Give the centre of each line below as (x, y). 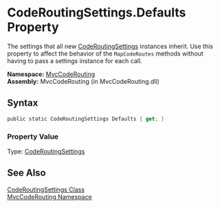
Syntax (23, 103)
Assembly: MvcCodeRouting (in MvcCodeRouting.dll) (83, 81)
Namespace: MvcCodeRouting (51, 74)
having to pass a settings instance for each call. (75, 60)
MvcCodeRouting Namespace (49, 196)
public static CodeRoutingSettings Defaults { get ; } (86, 119)
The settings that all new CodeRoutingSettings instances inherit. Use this (110, 46)
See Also (26, 173)
